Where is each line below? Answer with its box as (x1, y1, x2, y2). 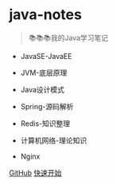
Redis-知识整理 (20, 118, 71, 128)
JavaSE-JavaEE (20, 51, 72, 61)
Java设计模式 (20, 85, 65, 94)
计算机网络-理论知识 (20, 136, 87, 145)
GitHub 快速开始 (9, 167, 62, 177)
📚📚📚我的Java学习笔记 (28, 33, 109, 42)
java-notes (9, 6, 83, 24)
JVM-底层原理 (20, 68, 68, 77)
